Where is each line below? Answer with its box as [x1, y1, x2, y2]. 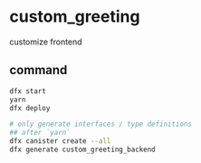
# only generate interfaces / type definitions [9, 120, 193, 129]
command [9, 62, 68, 78]
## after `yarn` [9, 129, 71, 138]
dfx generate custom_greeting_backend [9, 145, 156, 154]
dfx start [9, 86, 47, 96]
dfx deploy [9, 103, 51, 112]
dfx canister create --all [9, 137, 111, 146]
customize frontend [9, 36, 83, 47]
